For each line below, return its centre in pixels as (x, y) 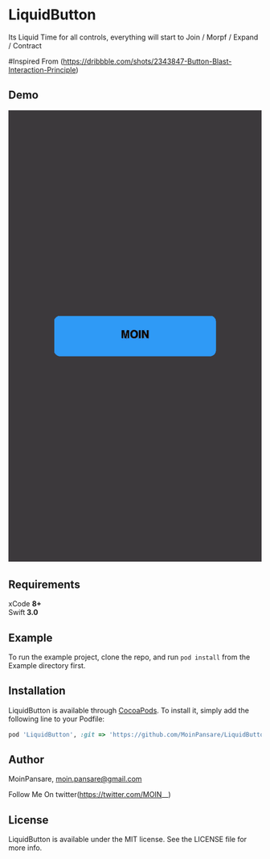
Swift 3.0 (23, 613)
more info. (25, 848)
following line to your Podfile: (57, 719)
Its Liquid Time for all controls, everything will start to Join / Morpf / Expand (133, 37)
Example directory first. (47, 665)
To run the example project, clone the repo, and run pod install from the (129, 657)
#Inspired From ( (36, 61)
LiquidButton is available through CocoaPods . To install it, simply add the (129, 710)
